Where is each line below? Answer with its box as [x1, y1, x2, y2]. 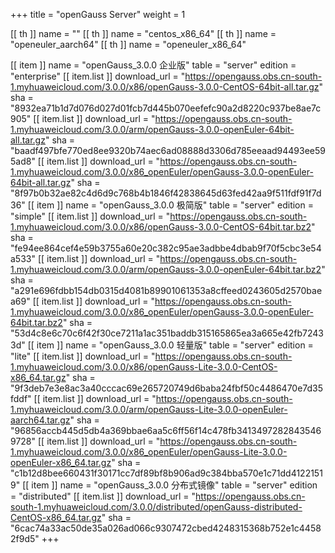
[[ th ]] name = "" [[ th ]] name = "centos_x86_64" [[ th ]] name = [10, 28, 277, 39]
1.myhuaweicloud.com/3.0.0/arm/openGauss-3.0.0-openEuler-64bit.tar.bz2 [10, 264, 322, 275]
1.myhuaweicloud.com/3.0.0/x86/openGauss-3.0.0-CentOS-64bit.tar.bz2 [10, 221, 312, 233]
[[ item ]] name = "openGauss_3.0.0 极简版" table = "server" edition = [27, 199, 314, 211]
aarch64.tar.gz [10, 414, 71, 426]
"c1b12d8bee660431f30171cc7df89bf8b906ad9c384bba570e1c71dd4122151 [10, 467, 323, 479]
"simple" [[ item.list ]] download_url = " [10, 210, 171, 222]
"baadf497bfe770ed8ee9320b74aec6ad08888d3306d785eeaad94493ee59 [10, 145, 327, 156]
